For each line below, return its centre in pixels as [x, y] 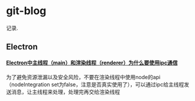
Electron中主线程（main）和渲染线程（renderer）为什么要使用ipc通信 [92, 63]
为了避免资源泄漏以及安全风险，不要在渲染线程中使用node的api [83, 77]
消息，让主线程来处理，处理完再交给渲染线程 [65, 92]
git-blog [26, 11]
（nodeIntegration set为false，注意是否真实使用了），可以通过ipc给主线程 [95, 84]
